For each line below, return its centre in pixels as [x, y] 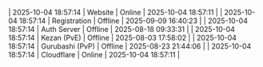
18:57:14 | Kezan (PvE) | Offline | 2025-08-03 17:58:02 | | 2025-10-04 [123, 37]
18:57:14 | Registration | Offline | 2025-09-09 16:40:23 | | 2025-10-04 [133, 21]
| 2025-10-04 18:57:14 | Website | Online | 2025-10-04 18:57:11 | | [116, 12]
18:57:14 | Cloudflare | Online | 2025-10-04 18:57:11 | [94, 55]
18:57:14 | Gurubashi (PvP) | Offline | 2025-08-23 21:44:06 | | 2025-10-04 [130, 46]
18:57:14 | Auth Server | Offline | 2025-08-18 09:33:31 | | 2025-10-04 [122, 29]
